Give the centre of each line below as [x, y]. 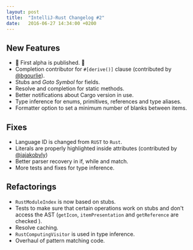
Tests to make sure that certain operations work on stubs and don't [99, 208]
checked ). [29, 221]
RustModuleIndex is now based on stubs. [65, 201]
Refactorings [31, 187]
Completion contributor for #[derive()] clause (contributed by [93, 69]
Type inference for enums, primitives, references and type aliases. [98, 102]
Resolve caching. [37, 227]
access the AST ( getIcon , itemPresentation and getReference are [97, 215]
